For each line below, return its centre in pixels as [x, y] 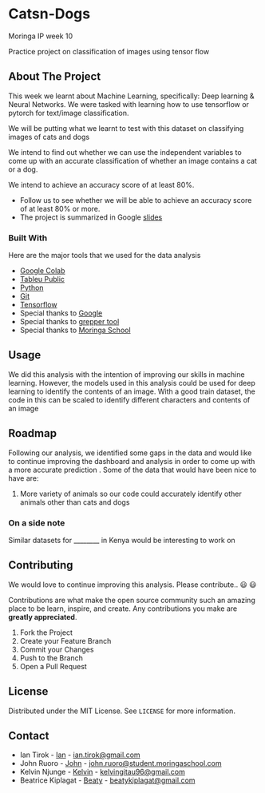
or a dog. [23, 169]
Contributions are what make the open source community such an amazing [132, 600]
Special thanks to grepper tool [69, 322]
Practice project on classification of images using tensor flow [109, 51]
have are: [24, 478]
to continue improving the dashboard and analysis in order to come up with [132, 461]
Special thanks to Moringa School [75, 330]
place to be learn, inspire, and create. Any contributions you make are [123, 609]
